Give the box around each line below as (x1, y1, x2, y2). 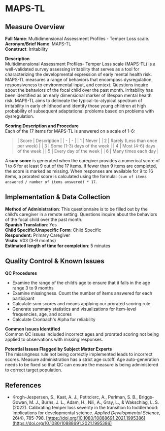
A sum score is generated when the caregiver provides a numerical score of (5, 158, 160, 163)
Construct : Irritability (5, 46, 48, 52)
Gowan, (12, 399, 29, 405)
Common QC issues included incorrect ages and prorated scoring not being (5, 331, 159, 337)
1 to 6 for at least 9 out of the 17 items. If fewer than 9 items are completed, (5, 163, 157, 169)
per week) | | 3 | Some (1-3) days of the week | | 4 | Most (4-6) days (17, 143, 156, 148)
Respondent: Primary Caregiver (5, 232, 70, 238)
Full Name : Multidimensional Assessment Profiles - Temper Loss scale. (5, 36, 150, 41)
